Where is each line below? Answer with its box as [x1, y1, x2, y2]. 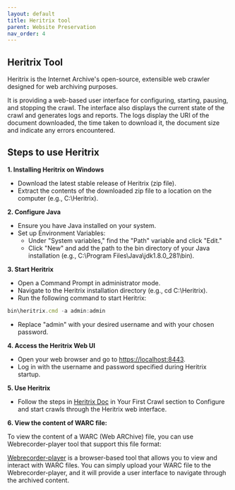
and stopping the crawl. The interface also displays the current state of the [7, 104, 225, 112]
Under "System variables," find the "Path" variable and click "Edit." [28, 236, 222, 244]
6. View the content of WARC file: [7, 418, 108, 427]
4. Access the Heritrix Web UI [7, 341, 95, 349]
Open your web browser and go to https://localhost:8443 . [17, 354, 186, 364]
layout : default [7, 10, 55, 18]
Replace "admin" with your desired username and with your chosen [17, 320, 215, 328]
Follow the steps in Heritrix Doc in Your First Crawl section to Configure [17, 397, 225, 406]
